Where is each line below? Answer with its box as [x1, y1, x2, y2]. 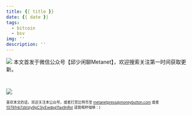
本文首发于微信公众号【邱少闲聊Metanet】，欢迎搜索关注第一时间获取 [13, 58, 181, 65]
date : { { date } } [6, 14, 49, 20]
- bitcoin [11, 25, 35, 31]
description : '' [6, 42, 46, 48]
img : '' [6, 36, 25, 42]
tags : [6, 19, 19, 25]
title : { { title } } [6, 8, 54, 15]
